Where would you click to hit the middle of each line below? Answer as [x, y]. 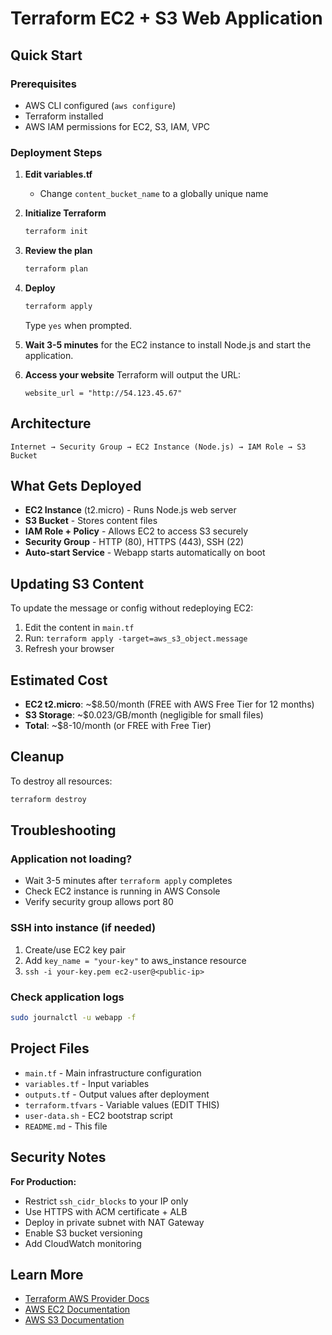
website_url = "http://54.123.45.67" [103, 393]
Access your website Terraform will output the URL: [133, 374]
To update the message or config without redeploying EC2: [132, 608]
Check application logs [67, 997]
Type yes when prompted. [78, 325]
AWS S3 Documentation [74, 1320]
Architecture [51, 423]
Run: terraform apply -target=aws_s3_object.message [136, 638]
